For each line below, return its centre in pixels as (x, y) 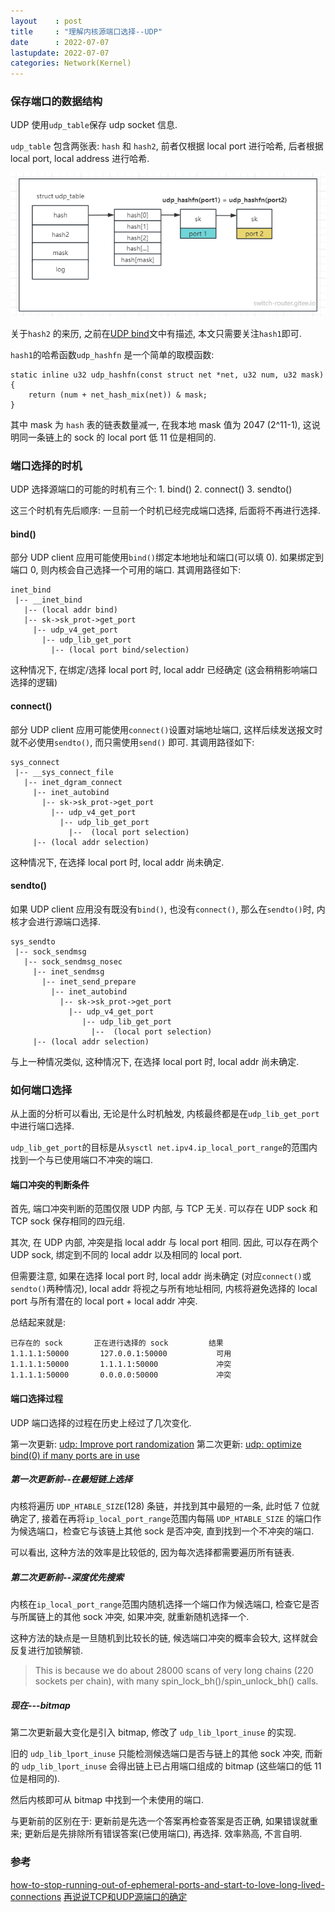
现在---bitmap (40, 1706)
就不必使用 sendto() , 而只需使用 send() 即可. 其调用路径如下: (132, 742)
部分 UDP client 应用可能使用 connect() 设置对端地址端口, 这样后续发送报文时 (166, 729)
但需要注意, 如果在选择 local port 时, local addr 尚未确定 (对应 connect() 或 (161, 1276)
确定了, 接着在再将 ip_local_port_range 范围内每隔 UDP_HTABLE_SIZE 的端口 (161, 1519)
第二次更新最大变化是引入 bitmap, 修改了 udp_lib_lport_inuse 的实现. (153, 1732)
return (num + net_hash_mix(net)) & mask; (118, 395)
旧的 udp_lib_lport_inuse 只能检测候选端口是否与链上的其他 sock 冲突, (156, 1754)
